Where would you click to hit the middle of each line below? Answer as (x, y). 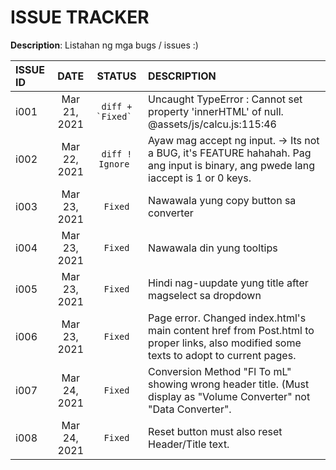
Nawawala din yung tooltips (213, 248)
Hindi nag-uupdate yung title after (228, 283)
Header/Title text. (189, 444)
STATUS (116, 76)
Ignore (114, 164)
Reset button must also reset (215, 431)
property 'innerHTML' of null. (216, 111)
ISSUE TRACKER (80, 17)
